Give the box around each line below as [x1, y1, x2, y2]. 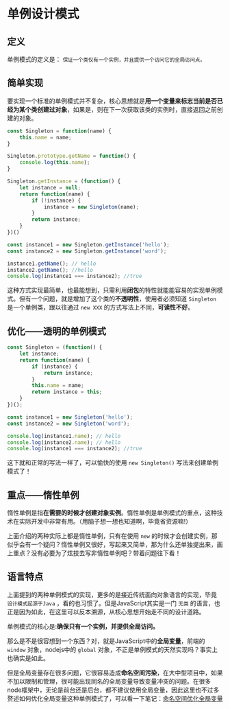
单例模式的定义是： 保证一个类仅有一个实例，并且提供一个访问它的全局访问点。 [7, 56, 205, 63]
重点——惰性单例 [7, 489, 79, 501]
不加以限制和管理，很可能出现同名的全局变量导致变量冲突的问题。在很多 [7, 677, 211, 685]
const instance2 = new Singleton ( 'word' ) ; [7, 420, 130, 427]
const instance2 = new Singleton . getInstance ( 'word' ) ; [7, 248, 167, 255]
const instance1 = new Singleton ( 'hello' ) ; [7, 413, 133, 421]
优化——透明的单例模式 [7, 325, 106, 337]
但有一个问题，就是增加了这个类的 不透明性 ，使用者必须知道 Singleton [18, 294, 217, 303]
